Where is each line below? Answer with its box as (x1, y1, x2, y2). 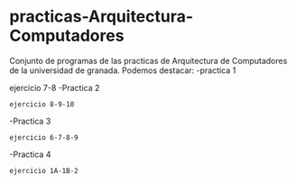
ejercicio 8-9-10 (9, 99, 75, 109)
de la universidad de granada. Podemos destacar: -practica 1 (9, 65, 236, 76)
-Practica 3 (9, 115, 51, 126)
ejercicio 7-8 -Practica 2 (9, 82, 100, 93)
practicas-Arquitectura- (9, 6, 194, 27)
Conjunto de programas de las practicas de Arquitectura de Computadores (9, 55, 288, 66)
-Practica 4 (9, 149, 51, 160)
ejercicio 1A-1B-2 (9, 166, 79, 175)
